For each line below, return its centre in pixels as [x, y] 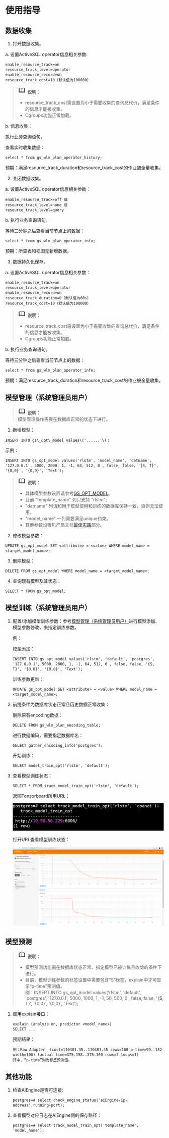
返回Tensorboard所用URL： [41, 796]
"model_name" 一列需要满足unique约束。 [68, 519]
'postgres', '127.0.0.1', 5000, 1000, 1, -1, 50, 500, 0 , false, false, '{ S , [94, 998]
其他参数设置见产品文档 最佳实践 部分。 [65, 525]
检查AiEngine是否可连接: [38, 1090]
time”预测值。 [50, 986]
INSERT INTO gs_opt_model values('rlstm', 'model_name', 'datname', [78, 460]
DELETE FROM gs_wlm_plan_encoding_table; [56, 725]
